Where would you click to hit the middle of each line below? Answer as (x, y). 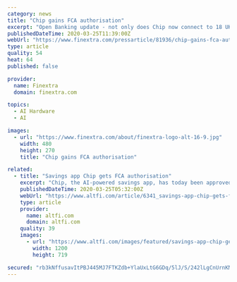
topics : (19, 105)
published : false (33, 66)
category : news (30, 14)
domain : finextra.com (45, 92)
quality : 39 (37, 229)
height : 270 (37, 150)
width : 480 (36, 144)
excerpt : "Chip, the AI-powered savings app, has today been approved (126, 183)
